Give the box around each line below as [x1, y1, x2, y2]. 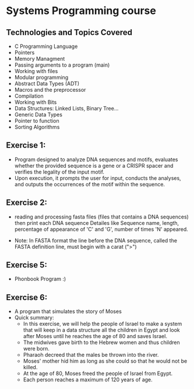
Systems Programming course [6, 4, 156, 18]
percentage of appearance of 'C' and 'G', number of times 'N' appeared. [14, 225, 188, 232]
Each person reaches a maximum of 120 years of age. [23, 376, 153, 383]
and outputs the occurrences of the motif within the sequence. [14, 180, 165, 187]
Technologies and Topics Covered [6, 27, 133, 37]
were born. [23, 345, 50, 352]
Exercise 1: [6, 140, 46, 150]
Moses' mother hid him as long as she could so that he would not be [23, 357, 188, 364]
